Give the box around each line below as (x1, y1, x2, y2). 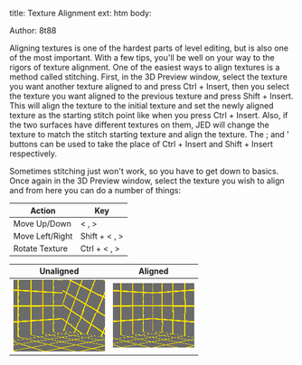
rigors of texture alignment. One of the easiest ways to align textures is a (9, 62, 280, 72)
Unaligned (39, 266, 80, 276)
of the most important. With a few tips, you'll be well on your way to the (9, 52, 275, 62)
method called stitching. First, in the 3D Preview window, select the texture (9, 71, 288, 82)
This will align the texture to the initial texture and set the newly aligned (9, 100, 274, 111)
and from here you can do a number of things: (9, 185, 181, 195)
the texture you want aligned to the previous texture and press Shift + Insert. (9, 90, 294, 101)
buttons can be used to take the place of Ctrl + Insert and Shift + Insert (9, 139, 274, 149)
